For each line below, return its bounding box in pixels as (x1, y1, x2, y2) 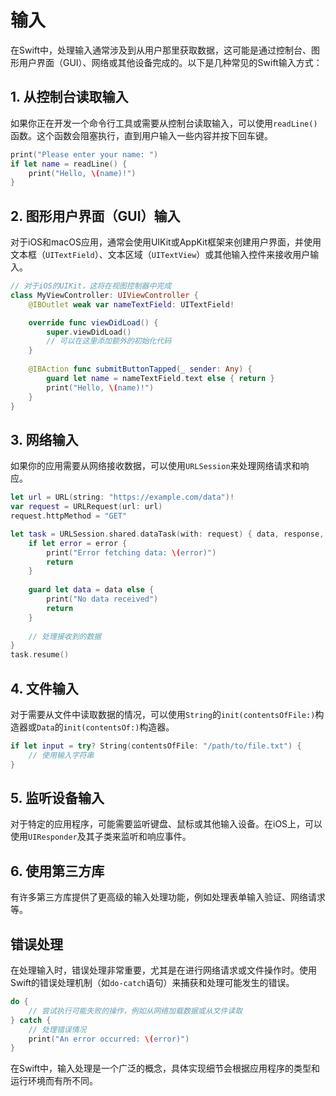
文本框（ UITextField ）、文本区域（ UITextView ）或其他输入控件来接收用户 (10, 249, 311, 261)
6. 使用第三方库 (10, 862, 105, 880)
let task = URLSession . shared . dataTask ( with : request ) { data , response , (10, 529, 325, 539)
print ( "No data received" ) (46, 594, 159, 604)
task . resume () (10, 650, 70, 660)
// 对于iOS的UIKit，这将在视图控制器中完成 (10, 281, 172, 291)
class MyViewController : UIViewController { (10, 290, 199, 300)
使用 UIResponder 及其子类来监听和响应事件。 (10, 831, 192, 843)
